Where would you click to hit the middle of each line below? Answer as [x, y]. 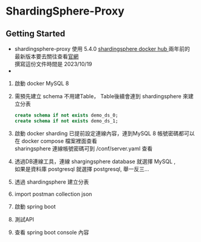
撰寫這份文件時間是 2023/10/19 [53, 64]
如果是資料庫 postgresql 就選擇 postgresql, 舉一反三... [82, 169]
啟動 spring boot [35, 206]
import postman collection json [53, 194]
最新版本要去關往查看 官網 [46, 56]
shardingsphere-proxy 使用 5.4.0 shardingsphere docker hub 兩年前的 [102, 49]
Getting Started [36, 34]
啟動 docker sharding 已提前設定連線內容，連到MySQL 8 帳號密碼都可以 [104, 133]
